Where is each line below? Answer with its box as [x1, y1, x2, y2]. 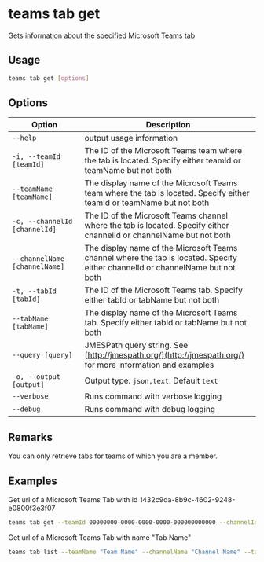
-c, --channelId [12, 217, 73, 226]
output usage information [84, 133, 178, 144]
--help [12, 134, 37, 142]
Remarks [8, 430, 53, 444]
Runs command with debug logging [84, 404, 216, 415]
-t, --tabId [12, 287, 57, 296]
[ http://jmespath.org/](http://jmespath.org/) [84, 350, 245, 361]
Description [145, 119, 191, 130]
